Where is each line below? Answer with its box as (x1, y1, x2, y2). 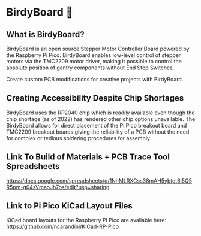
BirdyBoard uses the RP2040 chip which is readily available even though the (6, 109, 195, 116)
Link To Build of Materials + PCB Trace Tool (6, 152, 170, 162)
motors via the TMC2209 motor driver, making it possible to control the (6, 58, 182, 65)
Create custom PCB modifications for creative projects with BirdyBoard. (6, 76, 184, 83)
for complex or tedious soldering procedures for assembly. (6, 134, 152, 141)
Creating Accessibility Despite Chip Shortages (6, 93, 184, 104)
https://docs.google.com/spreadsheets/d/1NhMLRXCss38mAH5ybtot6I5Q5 (6, 177, 193, 184)
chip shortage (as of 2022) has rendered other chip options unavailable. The (6, 115, 196, 122)
